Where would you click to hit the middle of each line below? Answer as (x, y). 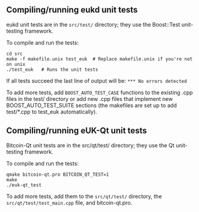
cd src (14, 54)
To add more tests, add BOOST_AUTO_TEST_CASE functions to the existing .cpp (99, 92)
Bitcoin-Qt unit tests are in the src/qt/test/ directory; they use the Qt (90, 145)
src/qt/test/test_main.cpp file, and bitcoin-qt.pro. (69, 202)
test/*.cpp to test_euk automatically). (52, 112)
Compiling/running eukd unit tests (72, 10)
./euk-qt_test (24, 185)
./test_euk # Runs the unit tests (52, 69)
